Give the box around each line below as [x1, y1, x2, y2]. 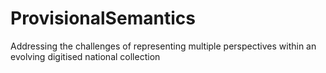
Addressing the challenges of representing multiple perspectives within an [10, 40, 317, 52]
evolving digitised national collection [10, 50, 161, 62]
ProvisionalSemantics [10, 7, 196, 30]
